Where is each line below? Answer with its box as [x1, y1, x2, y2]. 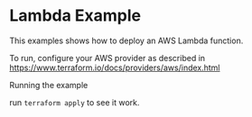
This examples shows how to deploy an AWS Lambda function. [9, 35, 244, 46]
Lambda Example [9, 5, 142, 26]
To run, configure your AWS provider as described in [9, 52, 206, 63]
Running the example [9, 79, 89, 90]
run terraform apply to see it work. [9, 96, 140, 108]
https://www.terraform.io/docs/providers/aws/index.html [9, 62, 220, 73]
